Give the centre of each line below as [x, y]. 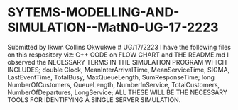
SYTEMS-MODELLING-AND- [93, 12]
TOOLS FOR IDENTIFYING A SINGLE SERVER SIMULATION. [94, 99]
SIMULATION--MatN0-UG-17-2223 [113, 27]
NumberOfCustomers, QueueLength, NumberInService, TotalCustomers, [114, 84]
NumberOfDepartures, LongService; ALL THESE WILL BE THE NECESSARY [117, 92]
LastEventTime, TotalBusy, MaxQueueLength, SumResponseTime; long [111, 77]
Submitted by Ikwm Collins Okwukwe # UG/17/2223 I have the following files [119, 47]
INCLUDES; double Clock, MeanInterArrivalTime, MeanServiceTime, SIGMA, [119, 70]
